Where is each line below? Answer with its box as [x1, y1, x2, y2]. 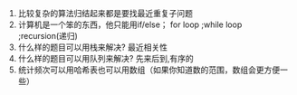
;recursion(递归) [17, 31, 79, 41]
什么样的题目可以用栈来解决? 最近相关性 [17, 42, 168, 52]
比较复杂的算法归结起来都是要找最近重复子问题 [17, 8, 193, 18]
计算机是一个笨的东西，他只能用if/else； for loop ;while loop [17, 19, 243, 30]
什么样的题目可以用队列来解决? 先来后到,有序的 [17, 53, 194, 63]
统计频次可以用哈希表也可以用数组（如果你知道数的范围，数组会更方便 [17, 64, 281, 75]
